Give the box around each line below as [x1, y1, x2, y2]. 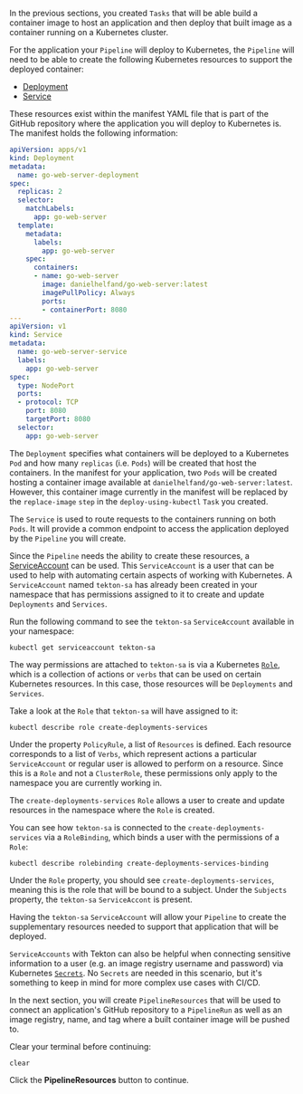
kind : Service [9, 331, 63, 340]
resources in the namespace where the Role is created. [9, 804, 215, 815]
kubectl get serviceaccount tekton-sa [9, 643, 156, 652]
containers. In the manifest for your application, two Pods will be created [9, 466, 278, 478]
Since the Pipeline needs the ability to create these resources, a [9, 550, 251, 561]
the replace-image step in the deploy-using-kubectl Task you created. [9, 495, 269, 506]
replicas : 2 [17, 187, 63, 197]
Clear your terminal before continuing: [9, 1041, 152, 1051]
